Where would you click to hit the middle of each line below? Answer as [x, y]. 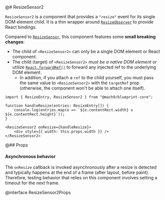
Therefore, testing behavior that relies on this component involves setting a [81, 178]
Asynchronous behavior [30, 156]
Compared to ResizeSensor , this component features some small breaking [81, 37]
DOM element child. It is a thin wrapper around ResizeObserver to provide [79, 22]
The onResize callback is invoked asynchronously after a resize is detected [81, 167]
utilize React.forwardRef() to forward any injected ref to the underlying [84, 67]
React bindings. [21, 27]
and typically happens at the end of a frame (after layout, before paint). [77, 172]
